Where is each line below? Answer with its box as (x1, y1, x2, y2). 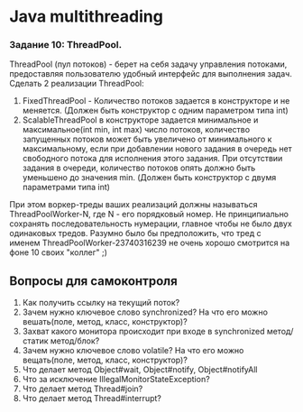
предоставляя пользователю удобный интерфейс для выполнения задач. (9, 69, 293, 79)
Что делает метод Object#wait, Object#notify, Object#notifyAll (22, 364, 258, 375)
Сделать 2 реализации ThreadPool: (9, 78, 144, 89)
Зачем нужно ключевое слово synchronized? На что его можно (22, 307, 269, 317)
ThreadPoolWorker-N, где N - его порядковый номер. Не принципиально (9, 209, 289, 220)
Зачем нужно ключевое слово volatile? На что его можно (22, 345, 244, 356)
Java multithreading (9, 6, 164, 27)
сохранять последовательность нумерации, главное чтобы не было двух (9, 218, 293, 229)
